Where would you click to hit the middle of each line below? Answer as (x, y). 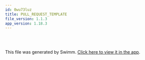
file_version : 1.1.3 (26, 19)
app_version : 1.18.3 (26, 23)
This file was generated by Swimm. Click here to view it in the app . (73, 52)
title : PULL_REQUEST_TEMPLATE (36, 14)
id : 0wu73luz (18, 10)
